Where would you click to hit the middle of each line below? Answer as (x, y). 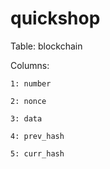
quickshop (55, 18)
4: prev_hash (37, 136)
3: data (26, 118)
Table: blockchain (46, 46)
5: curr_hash (37, 153)
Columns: (30, 65)
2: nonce (28, 101)
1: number (31, 83)
